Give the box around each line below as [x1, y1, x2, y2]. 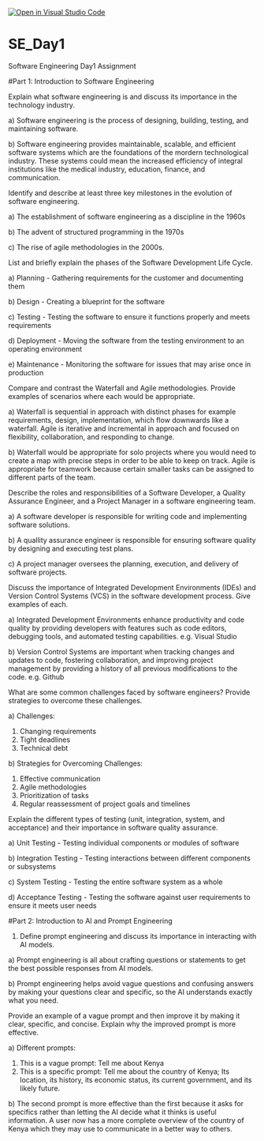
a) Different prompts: [8, 1043, 76, 1053]
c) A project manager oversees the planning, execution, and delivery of [8, 559, 239, 568]
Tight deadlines [19, 735, 71, 744]
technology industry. [8, 100, 75, 110]
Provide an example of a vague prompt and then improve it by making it [8, 1011, 240, 1020]
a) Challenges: [8, 711, 55, 721]
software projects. [8, 567, 68, 577]
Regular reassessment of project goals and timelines [19, 799, 191, 808]
